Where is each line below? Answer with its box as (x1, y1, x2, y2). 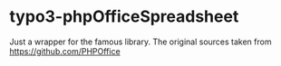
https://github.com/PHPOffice (9, 45, 121, 56)
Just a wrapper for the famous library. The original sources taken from (9, 36, 272, 47)
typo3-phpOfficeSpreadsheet (9, 6, 239, 27)
